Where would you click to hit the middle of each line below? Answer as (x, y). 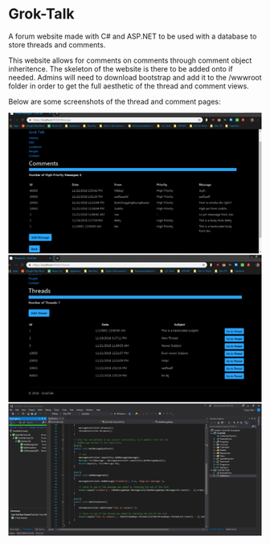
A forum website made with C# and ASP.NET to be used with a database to (133, 36)
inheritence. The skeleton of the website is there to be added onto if (121, 68)
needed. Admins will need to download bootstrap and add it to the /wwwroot (135, 77)
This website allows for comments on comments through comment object (130, 60)
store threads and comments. (57, 44)
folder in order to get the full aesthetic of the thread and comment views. (129, 86)
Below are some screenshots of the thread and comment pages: (115, 101)
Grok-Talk (41, 14)
